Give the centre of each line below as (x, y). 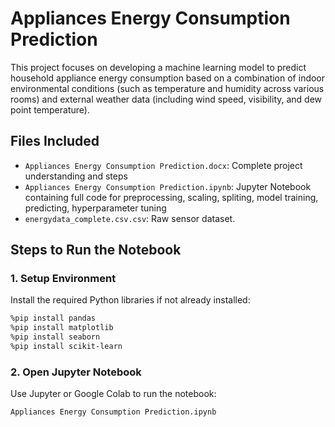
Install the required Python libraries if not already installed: (130, 300)
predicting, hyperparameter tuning (95, 208)
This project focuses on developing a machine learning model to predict (158, 67)
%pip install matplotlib (62, 328)
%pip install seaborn (55, 337)
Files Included (55, 141)
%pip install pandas (53, 318)
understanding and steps (76, 176)
